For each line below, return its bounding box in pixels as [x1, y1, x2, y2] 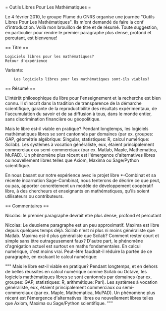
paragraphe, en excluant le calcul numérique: [5, 254, 98, 259]
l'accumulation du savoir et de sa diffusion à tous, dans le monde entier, [5, 111, 152, 117]
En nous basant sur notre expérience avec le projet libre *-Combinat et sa [5, 172, 156, 178]
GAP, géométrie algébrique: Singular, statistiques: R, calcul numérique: [5, 136, 150, 142]
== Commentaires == [5, 203, 49, 209]
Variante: [5, 67, 24, 73]
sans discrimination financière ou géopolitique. [5, 116, 101, 122]
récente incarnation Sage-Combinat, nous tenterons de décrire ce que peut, [5, 178, 161, 183]
